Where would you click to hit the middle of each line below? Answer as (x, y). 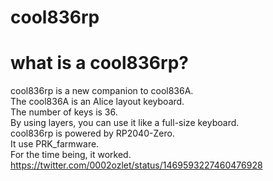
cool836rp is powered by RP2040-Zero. (92, 133)
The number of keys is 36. (64, 112)
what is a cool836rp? (99, 63)
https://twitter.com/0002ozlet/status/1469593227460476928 (136, 165)
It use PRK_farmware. (55, 144)
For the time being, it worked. (71, 155)
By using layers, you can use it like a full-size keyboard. (125, 123)
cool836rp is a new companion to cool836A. (102, 91)
